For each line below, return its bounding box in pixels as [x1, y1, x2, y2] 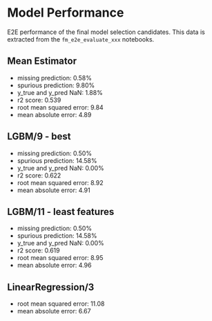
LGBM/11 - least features [7, 206, 115, 218]
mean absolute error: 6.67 [17, 307, 91, 315]
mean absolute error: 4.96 [17, 261, 92, 270]
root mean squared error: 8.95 [17, 254, 104, 262]
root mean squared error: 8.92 [17, 178, 104, 186]
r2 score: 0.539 [17, 96, 61, 104]
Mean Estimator [7, 55, 77, 67]
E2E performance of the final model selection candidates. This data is [7, 28, 205, 36]
